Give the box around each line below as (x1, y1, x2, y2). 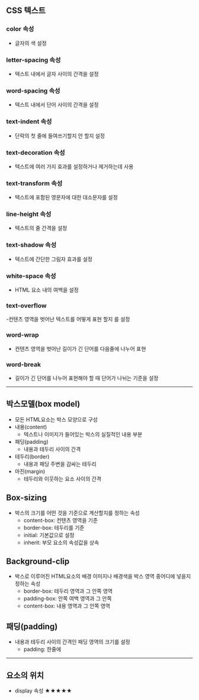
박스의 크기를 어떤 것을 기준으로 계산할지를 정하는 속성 (14, 509, 140, 516)
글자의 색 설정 (14, 39, 47, 46)
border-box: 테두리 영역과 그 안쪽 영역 (23, 587, 113, 594)
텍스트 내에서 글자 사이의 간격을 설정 (14, 70, 99, 77)
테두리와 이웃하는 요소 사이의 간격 (23, 475, 102, 482)
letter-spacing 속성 (6, 56, 61, 64)
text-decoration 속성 (6, 148, 65, 156)
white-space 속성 (6, 271, 56, 280)
